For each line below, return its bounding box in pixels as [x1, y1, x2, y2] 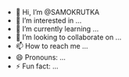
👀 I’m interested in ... [15, 16, 82, 25]
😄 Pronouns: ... [15, 53, 66, 62]
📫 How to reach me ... [15, 42, 88, 50]
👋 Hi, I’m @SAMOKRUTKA [15, 8, 100, 16]
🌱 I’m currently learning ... [15, 24, 99, 33]
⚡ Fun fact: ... [15, 61, 59, 71]
